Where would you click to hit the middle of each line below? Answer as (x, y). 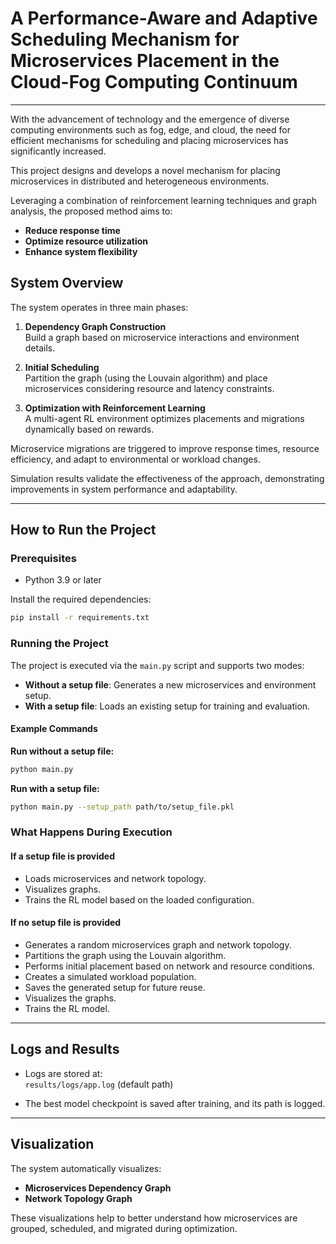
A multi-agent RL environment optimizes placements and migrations (164, 418)
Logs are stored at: (63, 1073)
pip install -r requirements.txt (80, 618)
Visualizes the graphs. (70, 998)
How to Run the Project (83, 530)
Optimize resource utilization (86, 241)
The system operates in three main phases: (99, 307)
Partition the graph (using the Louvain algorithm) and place (146, 378)
